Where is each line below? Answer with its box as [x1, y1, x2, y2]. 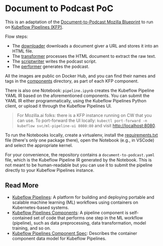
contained [12, 214, 33, 221]
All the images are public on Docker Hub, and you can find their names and [5, 73, 156, 79]
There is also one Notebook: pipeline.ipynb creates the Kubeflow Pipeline [5, 87, 155, 93]
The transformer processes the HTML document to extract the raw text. [12, 53, 156, 59]
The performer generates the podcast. [12, 64, 90, 69]
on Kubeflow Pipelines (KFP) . [5, 24, 64, 30]
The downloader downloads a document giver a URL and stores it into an [12, 43, 159, 49]
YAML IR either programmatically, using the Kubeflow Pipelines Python [5, 98, 147, 103]
